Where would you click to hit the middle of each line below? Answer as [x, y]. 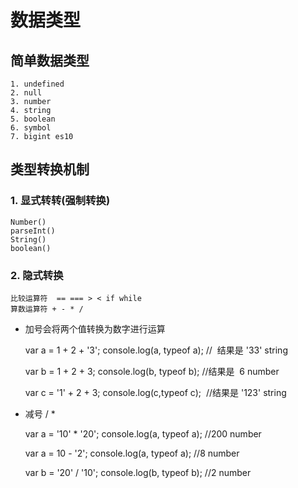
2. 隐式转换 [37, 275]
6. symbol [31, 128]
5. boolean [33, 119]
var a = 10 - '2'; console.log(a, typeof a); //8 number [132, 453]
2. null [26, 93]
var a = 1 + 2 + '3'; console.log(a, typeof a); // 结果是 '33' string [156, 350]
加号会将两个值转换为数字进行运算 [95, 328]
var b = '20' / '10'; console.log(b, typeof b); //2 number [138, 472]
